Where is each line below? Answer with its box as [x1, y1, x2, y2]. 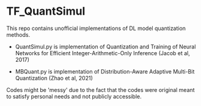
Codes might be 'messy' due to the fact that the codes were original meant [6, 86, 195, 93]
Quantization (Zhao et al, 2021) [15, 74, 93, 81]
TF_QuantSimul [6, 4, 86, 18]
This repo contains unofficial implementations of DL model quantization [6, 25, 186, 32]
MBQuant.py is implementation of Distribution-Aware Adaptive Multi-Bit [15, 67, 195, 75]
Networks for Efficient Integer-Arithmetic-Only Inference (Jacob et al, [15, 49, 191, 56]
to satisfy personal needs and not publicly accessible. [6, 93, 142, 100]
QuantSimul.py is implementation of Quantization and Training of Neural [15, 43, 196, 50]
